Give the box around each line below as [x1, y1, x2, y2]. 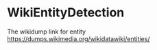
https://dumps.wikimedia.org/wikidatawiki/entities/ [7, 34, 150, 42]
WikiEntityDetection [7, 5, 125, 21]
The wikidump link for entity [7, 27, 86, 36]
